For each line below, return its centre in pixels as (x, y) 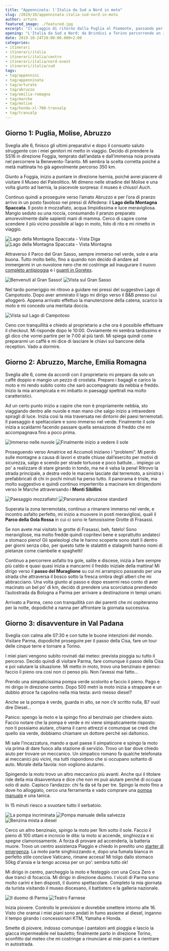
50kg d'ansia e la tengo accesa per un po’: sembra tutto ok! (67, 862)
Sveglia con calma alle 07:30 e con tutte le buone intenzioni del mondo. (79, 635)
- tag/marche (19, 99)
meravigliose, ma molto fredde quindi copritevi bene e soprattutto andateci (83, 535)
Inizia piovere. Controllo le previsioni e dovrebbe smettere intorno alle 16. (80, 908)
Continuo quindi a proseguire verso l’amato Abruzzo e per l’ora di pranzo (80, 197)
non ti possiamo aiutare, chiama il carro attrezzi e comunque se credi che (81, 728)
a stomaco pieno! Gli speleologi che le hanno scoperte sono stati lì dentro (81, 540)
